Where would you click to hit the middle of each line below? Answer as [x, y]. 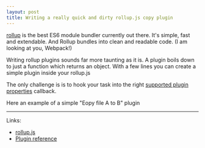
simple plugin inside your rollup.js [49, 72]
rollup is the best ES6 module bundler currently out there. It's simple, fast [98, 35]
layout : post [23, 12]
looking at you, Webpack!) [39, 48]
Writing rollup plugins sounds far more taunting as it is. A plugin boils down [100, 60]
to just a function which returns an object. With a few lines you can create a [101, 66]
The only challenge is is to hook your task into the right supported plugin [98, 84]
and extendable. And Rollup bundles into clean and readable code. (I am [97, 41]
